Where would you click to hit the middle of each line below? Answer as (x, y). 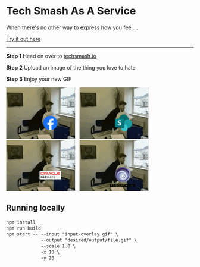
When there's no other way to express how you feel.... (72, 27)
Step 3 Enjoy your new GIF (39, 79)
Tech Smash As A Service (71, 11)
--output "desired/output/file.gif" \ (89, 240)
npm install (21, 222)
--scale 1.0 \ (58, 246)
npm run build (24, 228)
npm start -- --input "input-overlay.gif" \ (62, 234)
